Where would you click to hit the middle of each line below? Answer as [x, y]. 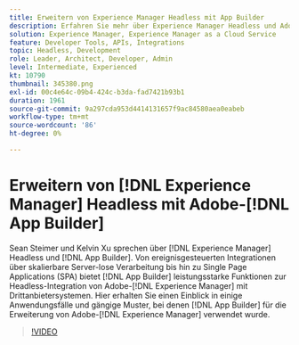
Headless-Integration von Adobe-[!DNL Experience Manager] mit [129, 285]
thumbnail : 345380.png [51, 84]
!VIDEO [44, 332]
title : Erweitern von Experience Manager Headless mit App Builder [137, 17]
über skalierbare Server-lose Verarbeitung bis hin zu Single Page [128, 267]
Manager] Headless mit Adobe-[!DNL [149, 205]
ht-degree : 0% [36, 134]
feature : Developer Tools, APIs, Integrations [97, 42]
